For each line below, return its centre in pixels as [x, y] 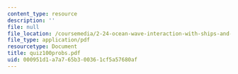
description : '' [31, 20]
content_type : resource [42, 14]
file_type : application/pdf [49, 40]
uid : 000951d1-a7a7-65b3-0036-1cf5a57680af [73, 60]
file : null [23, 27]
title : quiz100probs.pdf [44, 54]
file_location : [30, 33]
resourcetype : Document [42, 47]
